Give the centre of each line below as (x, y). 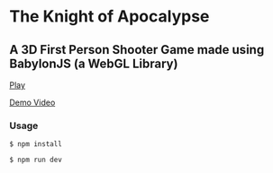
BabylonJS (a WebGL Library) (94, 63)
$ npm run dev (36, 160)
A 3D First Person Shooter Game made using (137, 50)
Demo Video (32, 102)
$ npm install (36, 144)
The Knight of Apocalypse (109, 17)
